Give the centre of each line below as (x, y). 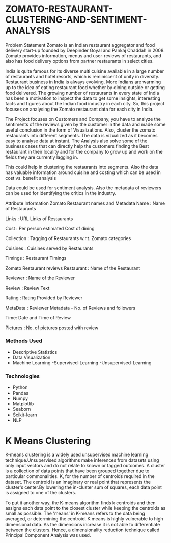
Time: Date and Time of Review (38, 317)
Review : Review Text (27, 288)
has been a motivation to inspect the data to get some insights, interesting (83, 98)
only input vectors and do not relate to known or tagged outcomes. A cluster (85, 466)
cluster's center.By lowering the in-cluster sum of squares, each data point (83, 487)
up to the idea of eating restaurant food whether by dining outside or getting (85, 87)
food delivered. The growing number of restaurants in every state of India (82, 93)
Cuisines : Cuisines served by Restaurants (49, 248)
